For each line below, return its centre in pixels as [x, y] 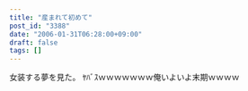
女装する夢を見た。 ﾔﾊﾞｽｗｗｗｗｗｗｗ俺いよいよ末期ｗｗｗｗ [124, 78]
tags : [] [26, 51]
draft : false [34, 42]
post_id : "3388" [40, 26]
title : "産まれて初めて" [51, 17]
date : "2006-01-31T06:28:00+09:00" [76, 34]
